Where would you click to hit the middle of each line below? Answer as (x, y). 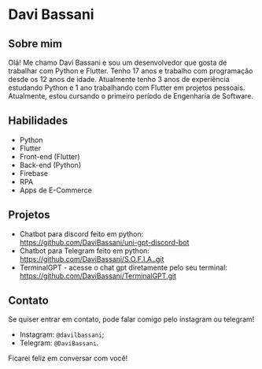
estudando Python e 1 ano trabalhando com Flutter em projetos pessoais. (127, 88)
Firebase (34, 173)
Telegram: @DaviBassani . (59, 343)
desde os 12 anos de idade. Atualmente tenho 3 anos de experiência (119, 79)
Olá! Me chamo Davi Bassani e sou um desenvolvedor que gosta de (118, 62)
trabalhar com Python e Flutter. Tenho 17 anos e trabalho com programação (131, 71)
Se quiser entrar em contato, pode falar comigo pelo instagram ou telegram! (131, 319)
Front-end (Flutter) (50, 156)
